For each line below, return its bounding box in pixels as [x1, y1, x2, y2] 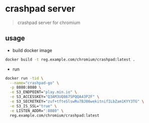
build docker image [12, 47, 52, 53]
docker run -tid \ [5, 75, 43, 80]
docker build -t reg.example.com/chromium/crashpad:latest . [5, 57, 135, 62]
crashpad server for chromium [17, 19, 80, 25]
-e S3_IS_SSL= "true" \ [9, 103, 57, 108]
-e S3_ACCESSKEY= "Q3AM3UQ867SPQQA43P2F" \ [9, 94, 99, 99]
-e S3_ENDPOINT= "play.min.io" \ [9, 89, 77, 95]
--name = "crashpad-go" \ [9, 80, 59, 85]
